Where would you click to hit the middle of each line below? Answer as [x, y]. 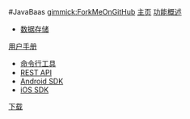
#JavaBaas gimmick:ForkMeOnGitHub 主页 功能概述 [95, 12]
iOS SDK [34, 90]
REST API [36, 72]
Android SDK [42, 81]
